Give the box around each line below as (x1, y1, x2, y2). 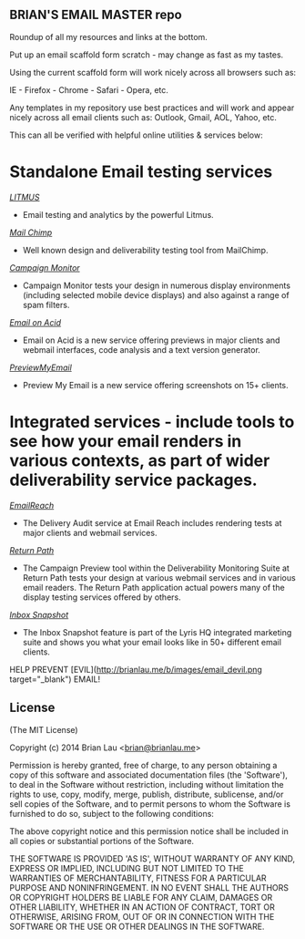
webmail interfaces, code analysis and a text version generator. (22, 344, 261, 355)
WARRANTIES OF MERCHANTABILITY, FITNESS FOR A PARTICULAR (9, 872, 267, 883)
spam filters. (22, 299, 70, 310)
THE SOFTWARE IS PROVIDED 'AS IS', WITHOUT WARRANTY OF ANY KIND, (9, 852, 296, 864)
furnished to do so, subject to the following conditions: (9, 808, 214, 819)
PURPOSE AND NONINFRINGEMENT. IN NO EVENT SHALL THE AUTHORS (9, 882, 290, 893)
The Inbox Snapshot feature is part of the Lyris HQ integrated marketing (22, 626, 292, 637)
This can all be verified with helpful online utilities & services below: (9, 129, 263, 140)
